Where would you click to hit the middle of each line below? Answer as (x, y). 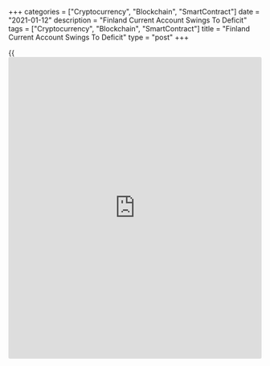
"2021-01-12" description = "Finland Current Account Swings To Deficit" (128, 20)
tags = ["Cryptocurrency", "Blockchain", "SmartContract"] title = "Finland (129, 29)
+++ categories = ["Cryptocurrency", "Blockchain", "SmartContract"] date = (134, 12)
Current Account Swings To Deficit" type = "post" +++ (98, 37)
